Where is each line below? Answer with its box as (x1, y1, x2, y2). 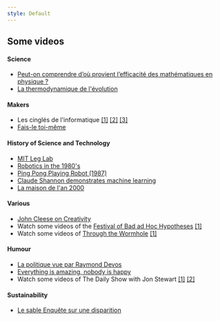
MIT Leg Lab (17, 154, 54, 163)
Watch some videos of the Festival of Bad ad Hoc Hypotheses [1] (17, 222, 202, 230)
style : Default (7, 10, 51, 17)
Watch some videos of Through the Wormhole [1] (17, 229, 157, 238)
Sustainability (7, 291, 48, 299)
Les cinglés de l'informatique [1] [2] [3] (17, 116, 128, 124)
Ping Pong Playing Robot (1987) (17, 169, 107, 177)
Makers (7, 101, 30, 109)
